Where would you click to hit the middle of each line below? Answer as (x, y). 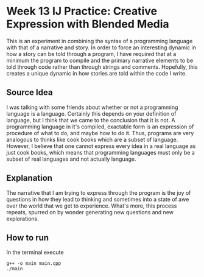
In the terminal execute (35, 252)
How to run (28, 238)
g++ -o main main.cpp (34, 264)
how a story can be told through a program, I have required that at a (91, 54)
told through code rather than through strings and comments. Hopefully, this (102, 67)
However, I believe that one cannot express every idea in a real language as (101, 146)
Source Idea (30, 93)
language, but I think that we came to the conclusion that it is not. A (91, 120)
